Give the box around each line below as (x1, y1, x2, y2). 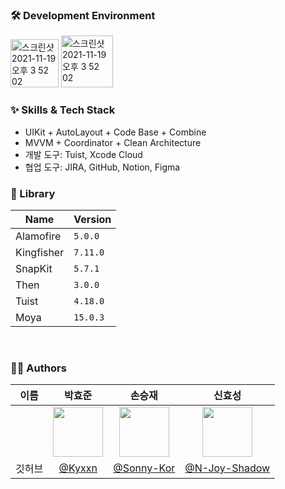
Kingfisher (15, 245, 65, 259)
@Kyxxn (58, 461, 98, 475)
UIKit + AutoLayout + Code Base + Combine (24, 126, 207, 138)
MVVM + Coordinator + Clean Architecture (24, 136, 202, 148)
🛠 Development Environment (10, 8, 156, 22)
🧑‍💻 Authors (10, 361, 67, 375)
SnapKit (15, 261, 53, 275)
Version (73, 212, 112, 226)
